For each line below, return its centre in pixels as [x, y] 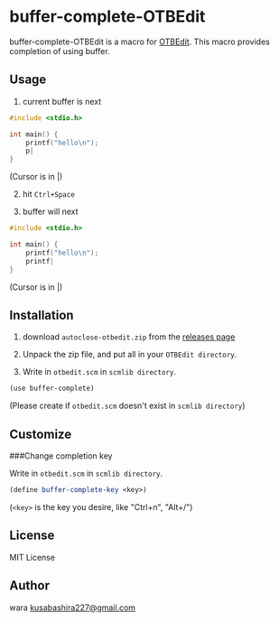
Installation [42, 315]
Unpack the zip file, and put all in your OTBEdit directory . [130, 355]
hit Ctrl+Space [48, 194]
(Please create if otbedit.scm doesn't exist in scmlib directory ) [127, 406]
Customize [41, 434]
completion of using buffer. [60, 51]
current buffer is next [62, 101]
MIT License [33, 557]
